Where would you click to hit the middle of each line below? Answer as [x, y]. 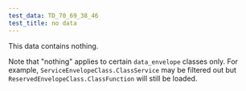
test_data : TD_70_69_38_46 [53, 16]
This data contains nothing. [53, 45]
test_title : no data [43, 23]
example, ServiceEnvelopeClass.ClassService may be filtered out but [123, 69]
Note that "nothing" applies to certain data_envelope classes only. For [123, 61]
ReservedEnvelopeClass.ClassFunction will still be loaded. [103, 78]
